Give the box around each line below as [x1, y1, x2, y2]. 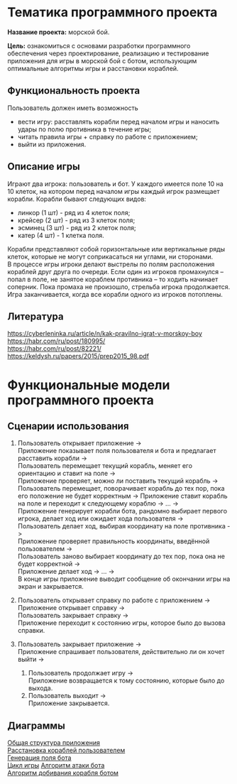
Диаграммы [7, 719, 65, 731]
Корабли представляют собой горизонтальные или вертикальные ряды [7, 244, 226, 253]
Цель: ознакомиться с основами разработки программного [7, 41, 191, 50]
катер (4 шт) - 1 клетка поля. [17, 231, 104, 239]
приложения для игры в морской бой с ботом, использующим [7, 56, 197, 65]
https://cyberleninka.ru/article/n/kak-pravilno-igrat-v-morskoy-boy [7, 330, 202, 338]
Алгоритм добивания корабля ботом [7, 768, 119, 778]
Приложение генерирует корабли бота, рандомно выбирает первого [17, 507, 228, 516]
